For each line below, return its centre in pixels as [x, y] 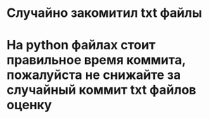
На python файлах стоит [81, 45]
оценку [29, 105]
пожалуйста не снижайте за [94, 75]
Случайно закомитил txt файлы [104, 13]
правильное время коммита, [96, 60]
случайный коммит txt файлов [101, 90]
